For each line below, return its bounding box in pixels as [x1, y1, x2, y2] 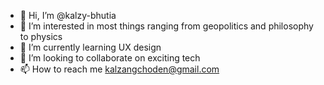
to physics [19, 31, 63, 42]
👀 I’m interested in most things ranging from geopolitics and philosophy [19, 20, 314, 32]
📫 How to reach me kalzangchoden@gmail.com [19, 63, 220, 75]
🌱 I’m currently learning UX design [19, 41, 162, 53]
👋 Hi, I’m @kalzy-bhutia [19, 10, 117, 21]
